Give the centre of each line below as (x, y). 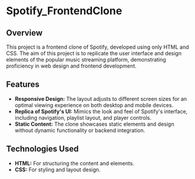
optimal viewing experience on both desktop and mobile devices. (94, 105)
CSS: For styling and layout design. (58, 170)
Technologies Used (42, 149)
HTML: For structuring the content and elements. (74, 163)
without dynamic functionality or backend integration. (80, 130)
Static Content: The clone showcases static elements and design (94, 124)
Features (23, 84)
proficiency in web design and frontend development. (71, 66)
